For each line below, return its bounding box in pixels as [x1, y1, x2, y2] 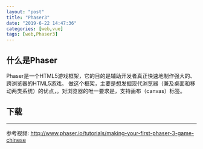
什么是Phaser [6, 55, 57, 65]
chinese [6, 136, 26, 144]
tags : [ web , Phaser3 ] [6, 31, 59, 37]
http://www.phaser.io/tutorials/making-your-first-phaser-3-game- [30, 129, 195, 136]
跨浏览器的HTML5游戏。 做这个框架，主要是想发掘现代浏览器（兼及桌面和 [6, 80, 190, 87]
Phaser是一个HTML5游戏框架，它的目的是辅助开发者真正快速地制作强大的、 [6, 72, 196, 79]
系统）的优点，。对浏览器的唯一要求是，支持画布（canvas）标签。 [22, 87, 186, 94]
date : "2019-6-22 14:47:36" [6, 20, 77, 26]
